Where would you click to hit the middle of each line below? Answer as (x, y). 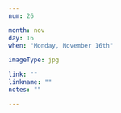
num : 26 (21, 16)
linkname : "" (30, 82)
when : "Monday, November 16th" (61, 45)
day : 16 (21, 38)
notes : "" (25, 90)
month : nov (27, 30)
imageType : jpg (34, 60)
